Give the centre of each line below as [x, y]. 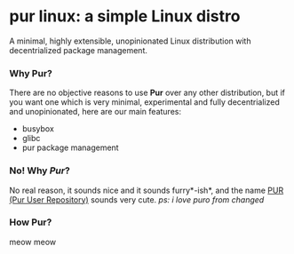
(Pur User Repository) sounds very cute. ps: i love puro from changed [137, 199]
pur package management [70, 147]
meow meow [32, 242]
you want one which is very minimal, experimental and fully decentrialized [144, 102]
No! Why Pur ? [40, 171]
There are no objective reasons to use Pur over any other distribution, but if [147, 93]
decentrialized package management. [79, 50]
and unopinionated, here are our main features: [95, 112]
